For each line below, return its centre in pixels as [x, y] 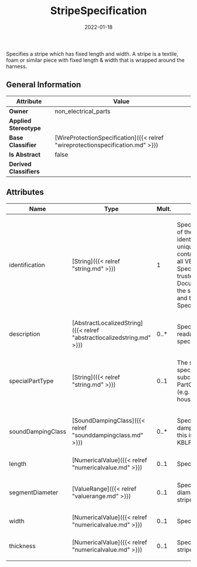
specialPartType [31, 381]
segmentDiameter [34, 492]
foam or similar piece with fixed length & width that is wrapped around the [95, 60]
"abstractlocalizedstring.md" [111, 338]
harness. [17, 66]
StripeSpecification [98, 11]
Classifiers [24, 171]
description [25, 334]
